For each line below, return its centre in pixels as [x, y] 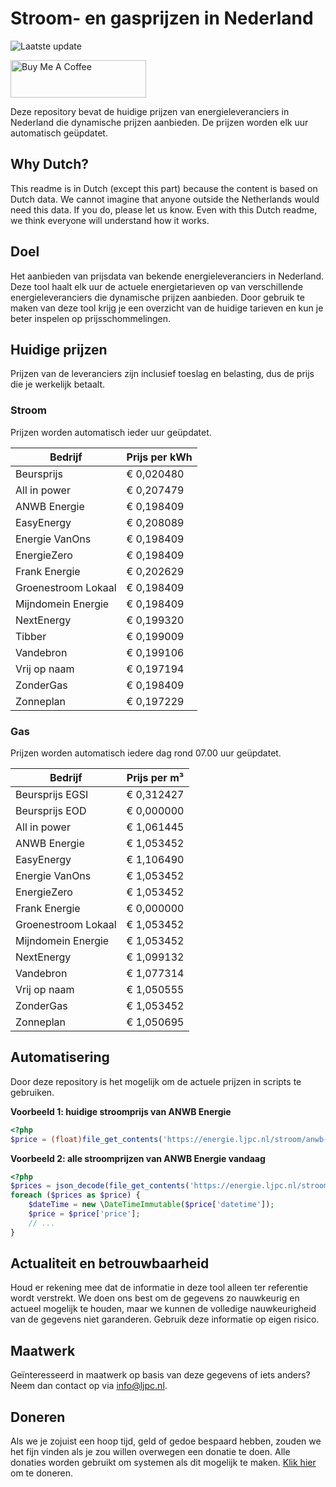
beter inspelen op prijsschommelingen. [91, 318]
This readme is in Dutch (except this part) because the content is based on [164, 188]
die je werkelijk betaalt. [58, 384]
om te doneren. [42, 1473]
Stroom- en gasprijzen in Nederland [162, 18]
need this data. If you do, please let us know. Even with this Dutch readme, [164, 209]
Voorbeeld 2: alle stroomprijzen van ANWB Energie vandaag [138, 1158]
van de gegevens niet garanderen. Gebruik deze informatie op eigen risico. [165, 1319]
